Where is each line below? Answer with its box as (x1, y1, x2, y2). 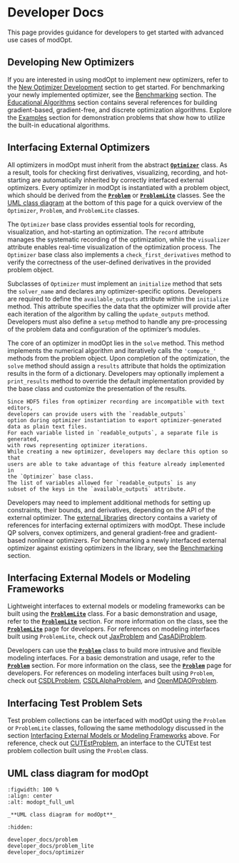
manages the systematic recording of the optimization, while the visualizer (7, 235, 230, 244)
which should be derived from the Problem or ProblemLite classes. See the (7, 191, 226, 199)
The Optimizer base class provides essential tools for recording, (7, 219, 196, 229)
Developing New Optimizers (7, 56, 134, 69)
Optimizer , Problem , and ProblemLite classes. (7, 206, 140, 214)
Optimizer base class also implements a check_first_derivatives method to (7, 250, 232, 259)
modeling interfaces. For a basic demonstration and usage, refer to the (7, 654, 215, 662)
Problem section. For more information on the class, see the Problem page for (7, 662, 232, 670)
